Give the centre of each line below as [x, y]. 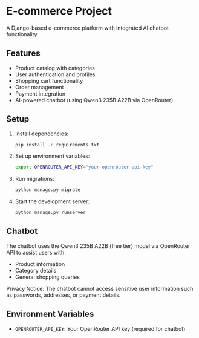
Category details [36, 270]
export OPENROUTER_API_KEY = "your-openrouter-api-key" [84, 167]
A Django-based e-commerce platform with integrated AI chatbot [88, 28]
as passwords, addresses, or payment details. [64, 295]
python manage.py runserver [50, 213]
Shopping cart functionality [49, 80]
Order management [39, 87]
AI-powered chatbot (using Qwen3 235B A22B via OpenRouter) [94, 100]
